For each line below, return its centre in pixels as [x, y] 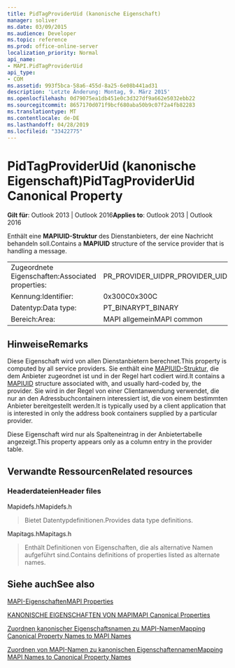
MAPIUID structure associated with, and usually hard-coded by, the [104, 384]
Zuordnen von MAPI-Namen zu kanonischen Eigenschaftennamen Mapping [115, 649]
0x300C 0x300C [130, 297]
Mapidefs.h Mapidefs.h [40, 507]
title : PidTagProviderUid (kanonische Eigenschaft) [84, 14]
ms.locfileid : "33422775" [45, 131]
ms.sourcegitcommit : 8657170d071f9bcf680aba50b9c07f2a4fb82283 [101, 105]
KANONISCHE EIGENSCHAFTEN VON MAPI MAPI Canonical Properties [109, 615]
